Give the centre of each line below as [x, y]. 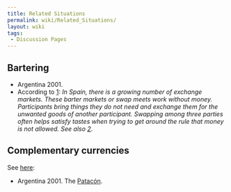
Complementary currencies [69, 151]
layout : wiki [26, 26]
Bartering [28, 68]
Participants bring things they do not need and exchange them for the [118, 106]
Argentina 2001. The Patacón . [60, 181]
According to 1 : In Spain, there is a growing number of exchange [110, 92]
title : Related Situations [46, 14]
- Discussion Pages [39, 40]
